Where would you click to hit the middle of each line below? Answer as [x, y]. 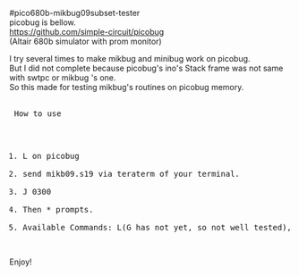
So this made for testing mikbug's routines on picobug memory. [127, 87]
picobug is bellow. [43, 22]
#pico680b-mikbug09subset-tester [75, 13]
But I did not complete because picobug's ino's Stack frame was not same [146, 68]
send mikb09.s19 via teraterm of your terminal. [131, 174]
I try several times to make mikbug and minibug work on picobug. [130, 59]
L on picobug [51, 156]
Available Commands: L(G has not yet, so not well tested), [157, 227]
